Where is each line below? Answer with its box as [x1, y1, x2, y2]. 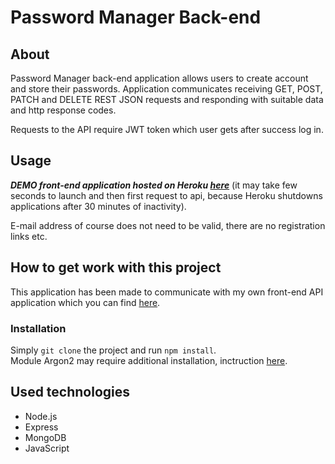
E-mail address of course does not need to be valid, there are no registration [10, 219, 326, 231]
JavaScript [24, 442, 70, 454]
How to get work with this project [10, 259, 222, 276]
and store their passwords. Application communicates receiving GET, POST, [10, 83, 323, 95]
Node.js [24, 410, 58, 422]
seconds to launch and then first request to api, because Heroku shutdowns [10, 189, 323, 201]
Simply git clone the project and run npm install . [10, 344, 217, 356]
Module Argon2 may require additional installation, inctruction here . [10, 354, 288, 366]
